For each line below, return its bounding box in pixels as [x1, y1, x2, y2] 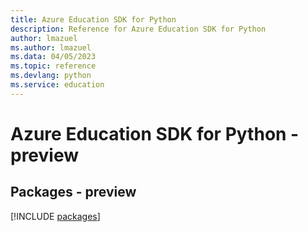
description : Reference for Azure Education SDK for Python [10, 24, 267, 34]
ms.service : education [10, 80, 105, 90]
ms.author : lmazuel [10, 42, 92, 53]
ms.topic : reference [10, 61, 97, 71]
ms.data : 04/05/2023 [10, 52, 97, 62]
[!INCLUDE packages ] [10, 210, 101, 222]
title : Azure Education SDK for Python [10, 14, 177, 25]
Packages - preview [10, 184, 137, 201]
